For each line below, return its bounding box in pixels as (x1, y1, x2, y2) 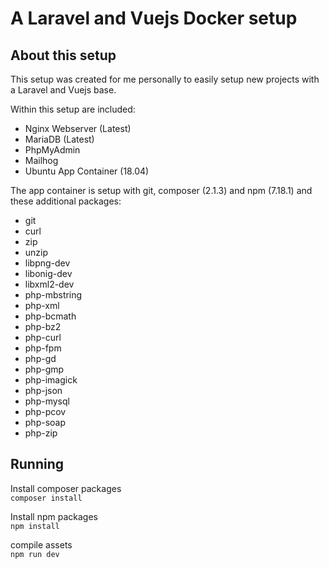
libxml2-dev (24, 278, 75, 290)
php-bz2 (24, 321, 62, 332)
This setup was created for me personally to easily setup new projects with (10, 73, 320, 85)
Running (10, 456, 65, 473)
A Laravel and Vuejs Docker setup (10, 7, 298, 30)
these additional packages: (10, 195, 122, 207)
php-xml (24, 300, 60, 311)
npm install (10, 521, 60, 531)
